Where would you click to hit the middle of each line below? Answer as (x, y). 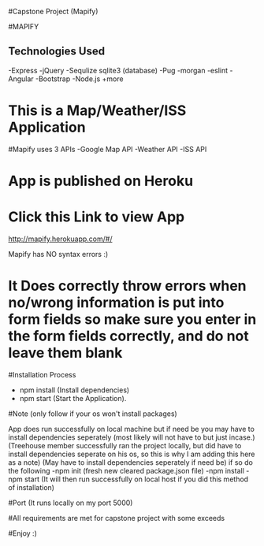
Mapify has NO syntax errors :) (58, 254)
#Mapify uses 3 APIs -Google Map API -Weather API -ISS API (108, 149)
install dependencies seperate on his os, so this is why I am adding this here (132, 454)
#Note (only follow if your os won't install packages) (93, 414)
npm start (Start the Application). (73, 398)
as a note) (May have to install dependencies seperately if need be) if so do (131, 462)
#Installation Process (42, 374)
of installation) (32, 487)
